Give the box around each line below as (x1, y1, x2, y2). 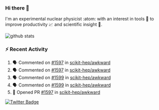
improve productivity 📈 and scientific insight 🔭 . (5, 21, 103, 27)
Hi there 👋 (5, 4, 30, 11)
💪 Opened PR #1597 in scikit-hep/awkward (12, 89, 101, 95)
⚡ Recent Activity (5, 46, 48, 53)
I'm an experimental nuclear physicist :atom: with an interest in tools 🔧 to (5, 16, 155, 22)
